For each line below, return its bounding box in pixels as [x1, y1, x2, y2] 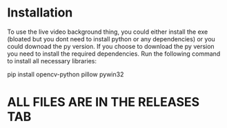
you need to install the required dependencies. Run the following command [7, 50, 221, 58]
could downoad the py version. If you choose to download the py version [7, 42, 215, 50]
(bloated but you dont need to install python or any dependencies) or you [7, 34, 215, 43]
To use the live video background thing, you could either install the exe [7, 28, 208, 36]
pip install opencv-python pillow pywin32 [7, 70, 124, 78]
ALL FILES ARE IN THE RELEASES [7, 94, 200, 110]
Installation [7, 5, 73, 21]
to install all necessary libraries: [7, 56, 97, 65]
